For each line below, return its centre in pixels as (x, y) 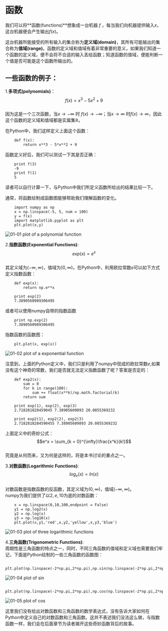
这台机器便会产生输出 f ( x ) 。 (33, 31)
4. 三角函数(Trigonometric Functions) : (44, 542)
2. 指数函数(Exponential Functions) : (42, 245)
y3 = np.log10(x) (32, 518)
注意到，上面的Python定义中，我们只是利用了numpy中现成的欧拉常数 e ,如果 (83, 364)
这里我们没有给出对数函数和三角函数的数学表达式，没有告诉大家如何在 (77, 611)
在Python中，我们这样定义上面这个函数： (47, 131)
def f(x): (24, 140)
